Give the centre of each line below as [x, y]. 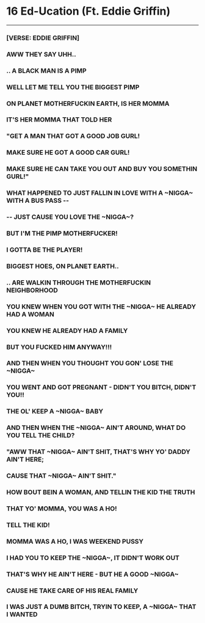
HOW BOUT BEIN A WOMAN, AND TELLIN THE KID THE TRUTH [101, 492]
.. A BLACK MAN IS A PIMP [46, 70]
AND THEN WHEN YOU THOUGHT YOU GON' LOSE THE [90, 363]
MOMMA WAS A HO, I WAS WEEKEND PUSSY [75, 541]
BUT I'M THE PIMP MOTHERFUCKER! [62, 233]
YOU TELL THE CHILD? [41, 435]
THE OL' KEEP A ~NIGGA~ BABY [55, 412]
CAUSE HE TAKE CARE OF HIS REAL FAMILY [72, 591]
